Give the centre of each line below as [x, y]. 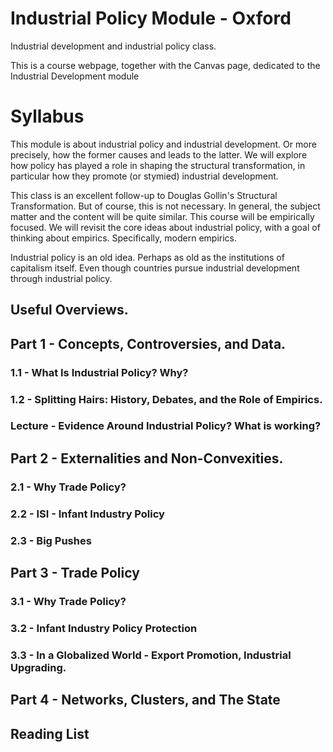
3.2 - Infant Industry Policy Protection [104, 628]
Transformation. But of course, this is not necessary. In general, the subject [165, 206]
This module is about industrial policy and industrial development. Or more [163, 144]
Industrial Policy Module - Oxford [151, 18]
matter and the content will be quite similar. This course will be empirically [162, 216]
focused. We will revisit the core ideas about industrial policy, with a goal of [165, 227]
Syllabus [47, 116]
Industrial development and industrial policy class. [113, 46]
